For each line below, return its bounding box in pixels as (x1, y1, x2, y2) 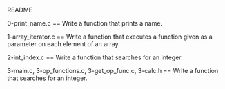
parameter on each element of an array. (7, 40, 120, 48)
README (7, 6, 33, 14)
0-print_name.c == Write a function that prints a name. (7, 19, 163, 27)
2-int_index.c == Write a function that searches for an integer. (7, 53, 183, 61)
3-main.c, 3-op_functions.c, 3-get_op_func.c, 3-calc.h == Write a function (7, 67, 219, 75)
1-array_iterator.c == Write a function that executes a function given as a (7, 32, 213, 41)
